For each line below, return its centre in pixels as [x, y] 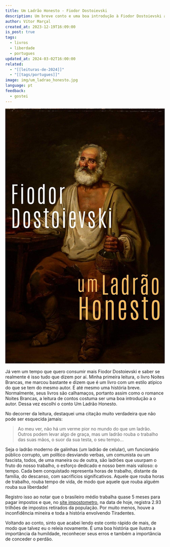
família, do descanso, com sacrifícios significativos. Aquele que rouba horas [85, 476]
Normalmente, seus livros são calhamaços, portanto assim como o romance [84, 393]
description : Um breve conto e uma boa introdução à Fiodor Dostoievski [83, 16]
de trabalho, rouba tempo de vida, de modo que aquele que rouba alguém [82, 482]
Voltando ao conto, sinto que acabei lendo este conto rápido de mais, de [81, 523]
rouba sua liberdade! [27, 487]
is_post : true [20, 32]
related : [14, 64]
